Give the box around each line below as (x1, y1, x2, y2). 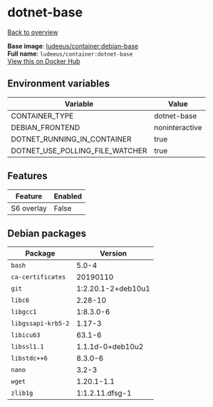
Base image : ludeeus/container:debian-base (7, 41, 139, 50)
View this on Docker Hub (7, 56, 80, 65)
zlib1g (11, 389, 33, 397)
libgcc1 (11, 308, 37, 316)
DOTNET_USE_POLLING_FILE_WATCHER (11, 146, 147, 156)
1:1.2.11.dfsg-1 (76, 388, 132, 398)
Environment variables (7, 78, 110, 90)
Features (7, 170, 48, 182)
